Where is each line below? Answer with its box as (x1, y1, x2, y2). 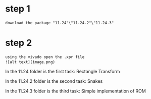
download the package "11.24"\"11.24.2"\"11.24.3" (5, 20, 114, 25)
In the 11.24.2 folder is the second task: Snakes (5, 78, 103, 84)
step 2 (5, 37, 32, 48)
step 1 (5, 3, 30, 15)
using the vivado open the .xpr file (5, 54, 85, 60)
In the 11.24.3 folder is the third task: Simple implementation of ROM (5, 88, 146, 94)
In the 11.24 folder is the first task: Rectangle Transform (5, 68, 120, 74)
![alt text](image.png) (5, 59, 56, 65)
